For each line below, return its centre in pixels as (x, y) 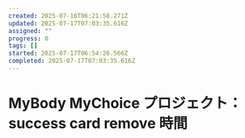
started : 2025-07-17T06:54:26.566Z (68, 53)
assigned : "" (30, 31)
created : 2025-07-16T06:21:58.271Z (68, 16)
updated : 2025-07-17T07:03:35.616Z (68, 23)
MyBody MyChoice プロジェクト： (125, 104)
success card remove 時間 (98, 124)
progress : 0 (28, 38)
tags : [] (23, 46)
